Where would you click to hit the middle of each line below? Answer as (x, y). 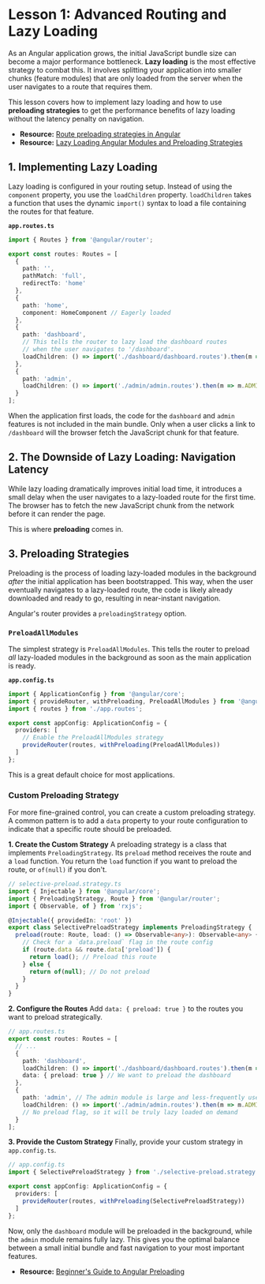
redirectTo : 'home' (54, 283)
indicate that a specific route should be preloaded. (90, 829)
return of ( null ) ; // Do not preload (89, 971)
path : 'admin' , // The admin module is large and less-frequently (134, 1098)
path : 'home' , (45, 305)
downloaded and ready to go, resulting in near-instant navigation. (114, 598)
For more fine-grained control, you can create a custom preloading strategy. (132, 812)
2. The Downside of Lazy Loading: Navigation (122, 457)
